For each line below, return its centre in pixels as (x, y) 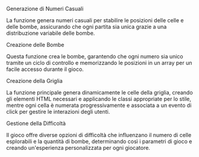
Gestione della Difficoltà (36, 123)
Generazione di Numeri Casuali (45, 9)
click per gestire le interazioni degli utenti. (58, 112)
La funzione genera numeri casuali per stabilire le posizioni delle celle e (95, 20)
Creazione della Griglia (35, 81)
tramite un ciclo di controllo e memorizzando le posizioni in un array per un (99, 63)
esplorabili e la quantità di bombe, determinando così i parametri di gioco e (99, 141)
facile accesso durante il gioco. (45, 69)
